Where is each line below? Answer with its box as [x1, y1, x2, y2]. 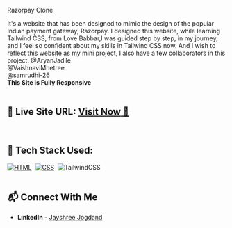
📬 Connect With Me [7, 191, 98, 204]
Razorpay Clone [7, 6, 53, 14]
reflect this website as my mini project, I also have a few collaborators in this [7, 49, 226, 57]
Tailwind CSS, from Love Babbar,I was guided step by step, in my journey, [7, 34, 219, 42]
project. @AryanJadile [7, 56, 72, 65]
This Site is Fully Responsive [7, 79, 92, 86]
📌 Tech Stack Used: [7, 145, 94, 156]
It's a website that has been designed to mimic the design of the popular [7, 19, 215, 27]
